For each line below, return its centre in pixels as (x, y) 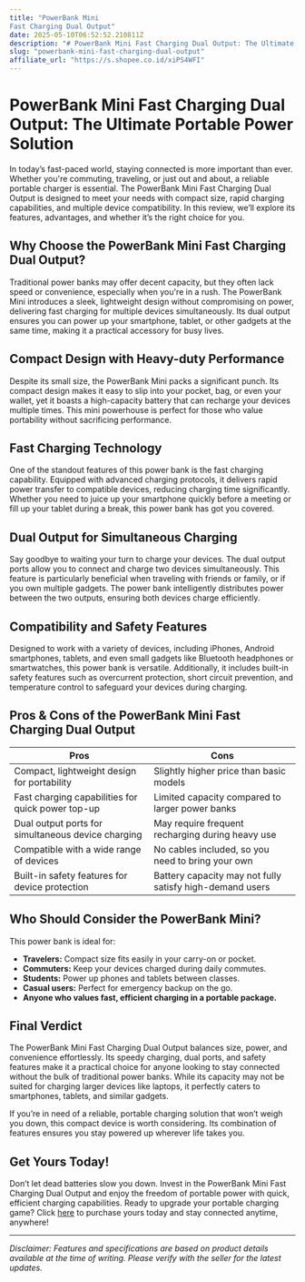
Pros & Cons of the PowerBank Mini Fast (125, 716)
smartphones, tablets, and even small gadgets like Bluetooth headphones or (152, 658)
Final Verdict (46, 1026)
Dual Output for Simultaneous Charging (123, 537)
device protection (51, 886)
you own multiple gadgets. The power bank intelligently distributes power (147, 589)
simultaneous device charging (78, 834)
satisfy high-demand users (212, 886)
